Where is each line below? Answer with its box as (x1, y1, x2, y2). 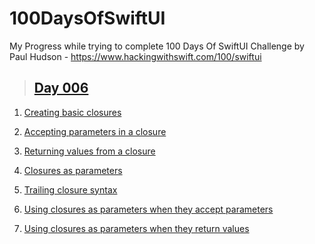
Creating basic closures (23, 106, 122, 118)
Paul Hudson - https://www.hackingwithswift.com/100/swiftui (9, 50, 262, 62)
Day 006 (33, 80, 89, 97)
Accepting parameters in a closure (23, 125, 167, 137)
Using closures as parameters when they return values (23, 222, 250, 234)
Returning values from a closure (23, 145, 156, 157)
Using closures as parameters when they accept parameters (23, 203, 274, 215)
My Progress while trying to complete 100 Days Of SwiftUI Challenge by (9, 40, 305, 52)
